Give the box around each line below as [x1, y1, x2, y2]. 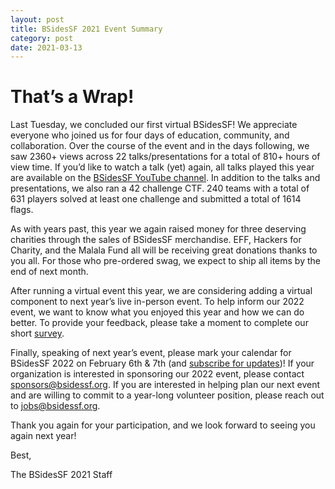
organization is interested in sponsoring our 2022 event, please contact [10, 368, 305, 380]
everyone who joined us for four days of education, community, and [10, 129, 290, 141]
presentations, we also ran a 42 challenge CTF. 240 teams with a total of [10, 182, 310, 195]
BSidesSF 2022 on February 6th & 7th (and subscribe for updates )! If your [10, 357, 315, 370]
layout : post [10, 14, 65, 25]
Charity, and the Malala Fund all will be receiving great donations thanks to [10, 244, 318, 256]
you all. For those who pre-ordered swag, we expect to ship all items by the [10, 255, 321, 267]
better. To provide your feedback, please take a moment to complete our [10, 317, 309, 329]
